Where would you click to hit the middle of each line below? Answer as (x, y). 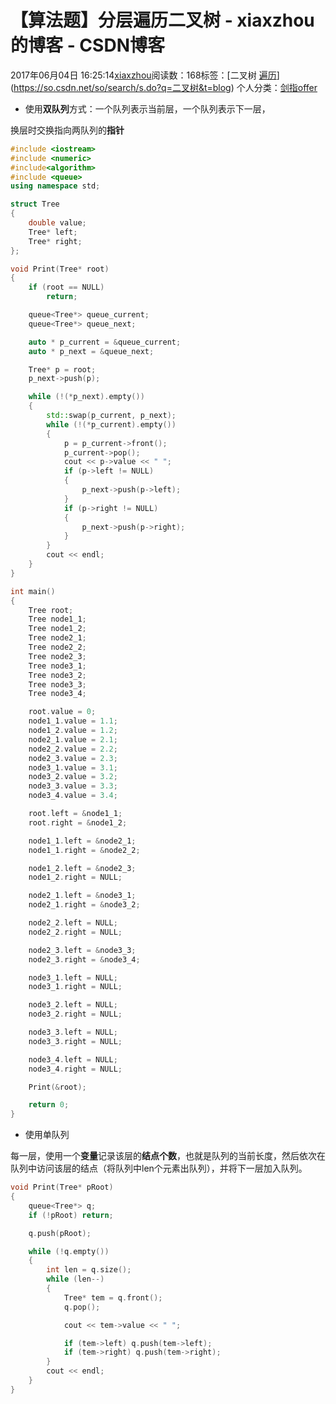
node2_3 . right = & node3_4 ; (84, 959)
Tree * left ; (53, 232)
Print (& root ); (57, 1087)
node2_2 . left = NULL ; (73, 923)
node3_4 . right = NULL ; (75, 1069)
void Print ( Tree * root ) (60, 269)
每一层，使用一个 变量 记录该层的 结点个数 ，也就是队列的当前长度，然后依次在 (168, 1156)
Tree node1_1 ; (57, 619)
